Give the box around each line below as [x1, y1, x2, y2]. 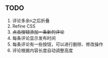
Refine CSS [12, 23, 36, 29]
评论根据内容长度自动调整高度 [12, 47, 73, 53]
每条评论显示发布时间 [12, 35, 56, 41]
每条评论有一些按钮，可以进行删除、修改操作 [12, 41, 104, 47]
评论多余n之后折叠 [12, 17, 50, 24]
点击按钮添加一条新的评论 [12, 29, 65, 35]
